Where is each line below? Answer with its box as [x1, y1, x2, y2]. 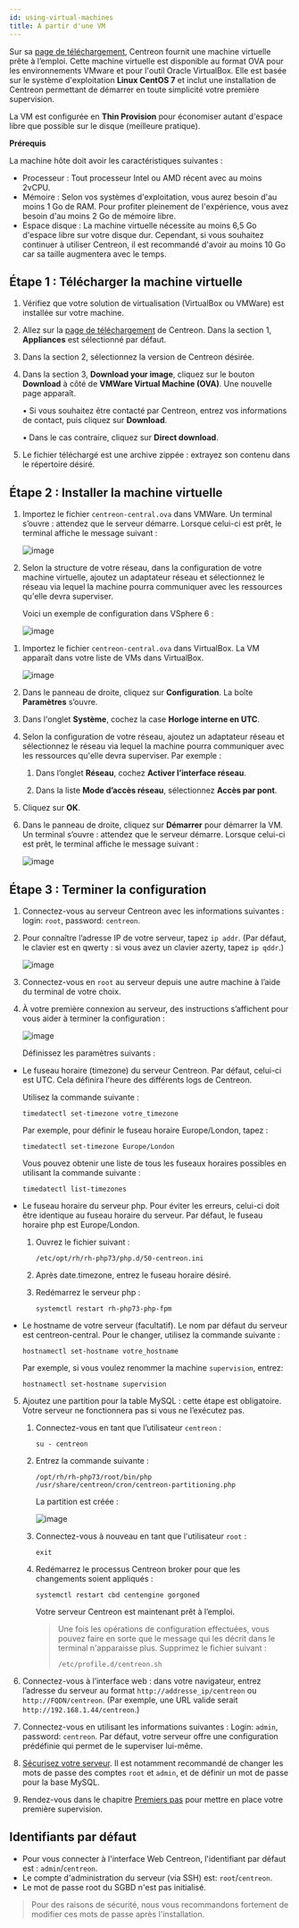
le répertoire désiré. [21, 459, 96, 470]
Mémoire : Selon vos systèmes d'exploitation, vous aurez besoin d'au [21, 191, 278, 202]
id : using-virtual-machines [9, 13, 114, 22]
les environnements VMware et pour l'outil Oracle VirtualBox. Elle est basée [9, 64, 287, 76]
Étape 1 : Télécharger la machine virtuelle [9, 274, 243, 289]
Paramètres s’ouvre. [21, 697, 98, 708]
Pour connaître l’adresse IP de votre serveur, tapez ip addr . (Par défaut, [21, 932, 287, 943]
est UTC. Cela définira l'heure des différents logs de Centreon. [21, 1074, 253, 1085]
